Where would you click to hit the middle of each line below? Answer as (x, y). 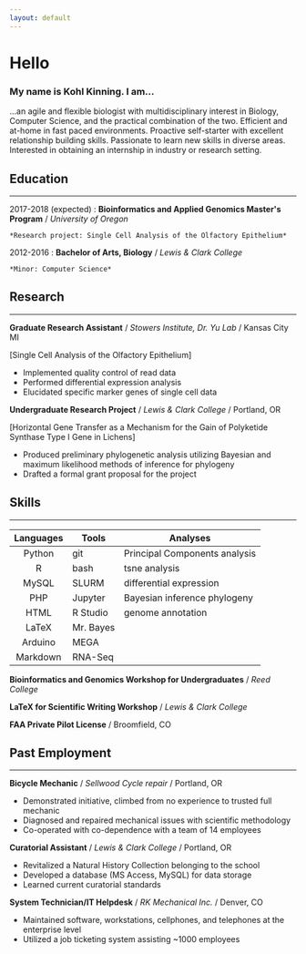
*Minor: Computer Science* (61, 269)
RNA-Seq (93, 657)
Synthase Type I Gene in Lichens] (72, 436)
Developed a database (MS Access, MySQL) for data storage (137, 875)
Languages (39, 538)
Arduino (39, 641)
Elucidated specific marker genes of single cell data (120, 392)
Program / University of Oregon (69, 219)
